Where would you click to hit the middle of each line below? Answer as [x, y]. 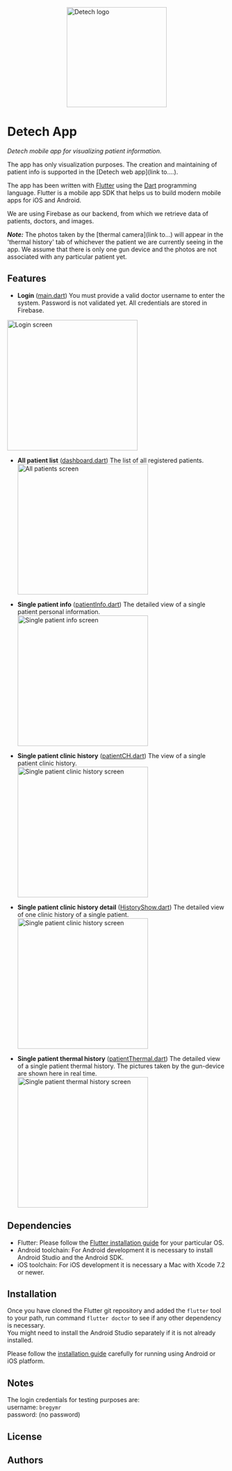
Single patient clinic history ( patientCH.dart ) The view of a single [111, 755]
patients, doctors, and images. [51, 221]
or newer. [31, 1272]
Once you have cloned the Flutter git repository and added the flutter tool [114, 1311]
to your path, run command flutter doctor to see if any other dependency [114, 1318]
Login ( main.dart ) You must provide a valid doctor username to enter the [121, 295]
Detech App [42, 132]
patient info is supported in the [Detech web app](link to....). [93, 172]
